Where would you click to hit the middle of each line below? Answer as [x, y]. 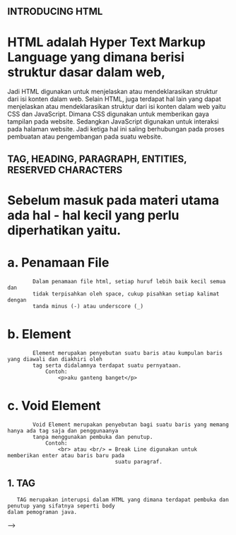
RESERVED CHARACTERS [65, 170]
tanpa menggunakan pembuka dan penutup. [93, 437]
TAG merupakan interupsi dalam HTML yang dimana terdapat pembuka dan [123, 500]
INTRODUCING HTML [55, 12]
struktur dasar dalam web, [87, 72]
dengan [17, 300]
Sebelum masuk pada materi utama [113, 200]
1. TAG [22, 483]
